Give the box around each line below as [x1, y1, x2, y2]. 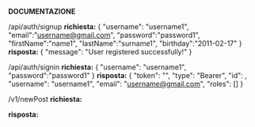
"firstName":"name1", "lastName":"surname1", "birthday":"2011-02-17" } [8, 39, 242, 48]
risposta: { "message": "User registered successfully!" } [8, 47, 192, 56]
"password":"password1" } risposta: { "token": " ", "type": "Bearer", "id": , [8, 71, 247, 80]
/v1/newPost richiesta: [8, 95, 82, 103]
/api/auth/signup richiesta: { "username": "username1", [8, 22, 189, 31]
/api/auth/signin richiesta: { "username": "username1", [8, 62, 187, 72]
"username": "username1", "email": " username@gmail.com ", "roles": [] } [8, 79, 244, 88]
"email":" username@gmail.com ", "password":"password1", [8, 31, 200, 39]
